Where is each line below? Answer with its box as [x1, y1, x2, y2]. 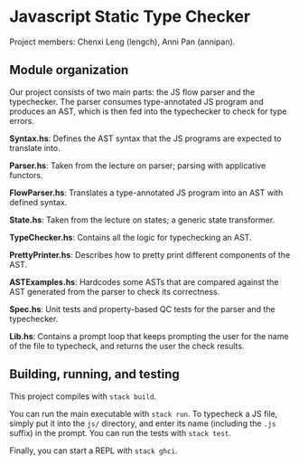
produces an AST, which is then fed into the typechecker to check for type [9, 106, 287, 117]
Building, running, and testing [9, 366, 181, 382]
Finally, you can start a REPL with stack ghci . [9, 445, 178, 456]
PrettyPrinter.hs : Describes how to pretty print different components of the [9, 249, 291, 260]
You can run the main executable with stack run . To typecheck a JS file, [9, 408, 278, 419]
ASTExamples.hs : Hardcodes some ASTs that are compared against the [9, 276, 279, 287]
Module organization [9, 62, 129, 78]
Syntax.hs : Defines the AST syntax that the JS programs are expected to [9, 133, 282, 144]
